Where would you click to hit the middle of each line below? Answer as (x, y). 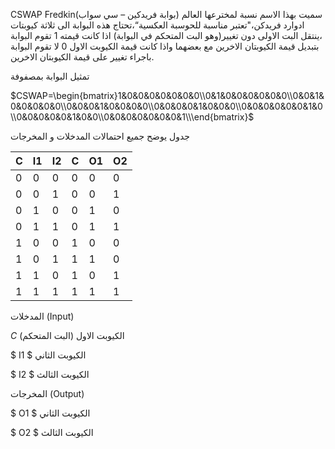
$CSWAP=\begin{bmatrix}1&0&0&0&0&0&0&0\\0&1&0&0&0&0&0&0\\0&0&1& (167, 95)
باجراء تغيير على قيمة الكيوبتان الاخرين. (82, 57)
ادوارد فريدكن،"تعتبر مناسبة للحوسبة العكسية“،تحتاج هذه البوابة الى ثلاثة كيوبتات (157, 25)
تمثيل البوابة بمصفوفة (50, 76)
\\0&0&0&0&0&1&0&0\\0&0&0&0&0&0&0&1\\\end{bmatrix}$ (132, 117)
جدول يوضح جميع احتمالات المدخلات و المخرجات (100, 136)
